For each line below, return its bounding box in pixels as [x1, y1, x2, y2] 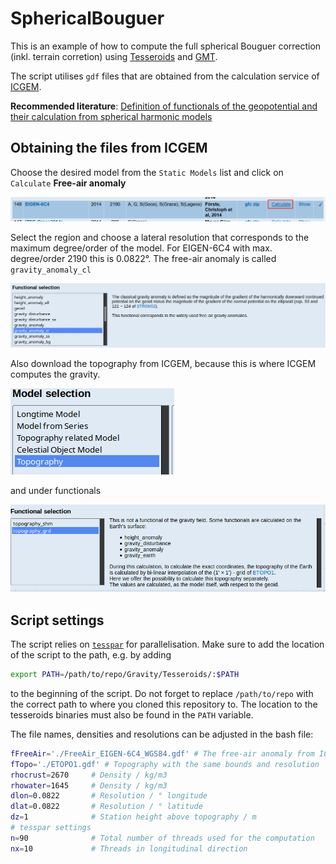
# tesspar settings [10, 823, 92, 833]
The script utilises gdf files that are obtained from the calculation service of [10, 70, 320, 82]
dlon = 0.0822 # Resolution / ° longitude [10, 791, 208, 801]
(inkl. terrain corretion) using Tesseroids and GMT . [10, 50, 218, 62]
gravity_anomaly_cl [10, 265, 92, 276]
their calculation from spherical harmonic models [10, 110, 213, 122]
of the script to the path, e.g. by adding [10, 649, 172, 661]
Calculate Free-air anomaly [10, 177, 127, 189]
